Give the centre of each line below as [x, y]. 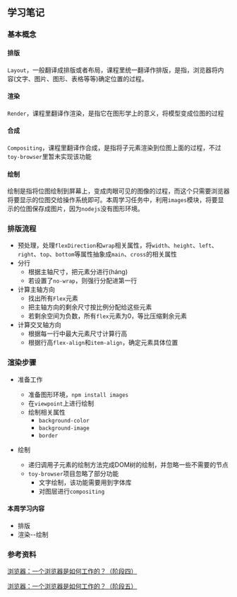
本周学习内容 [26, 509]
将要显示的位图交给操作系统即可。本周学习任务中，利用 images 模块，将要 [113, 200]
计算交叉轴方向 [39, 325]
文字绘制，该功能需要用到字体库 [85, 482]
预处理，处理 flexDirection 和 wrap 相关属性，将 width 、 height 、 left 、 [117, 245]
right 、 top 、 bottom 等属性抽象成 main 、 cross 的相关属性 [97, 254]
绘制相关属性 [47, 412]
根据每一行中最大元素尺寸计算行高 [78, 333]
